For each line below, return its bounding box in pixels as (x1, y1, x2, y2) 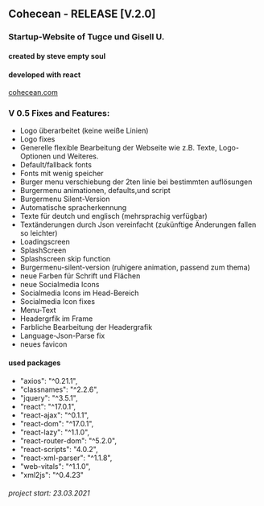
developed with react (8, 69, 81, 80)
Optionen (19, 151, 52, 161)
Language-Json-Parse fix (19, 331, 105, 341)
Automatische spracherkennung (19, 203, 127, 212)
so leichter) (19, 228, 58, 238)
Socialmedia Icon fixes (19, 297, 95, 306)
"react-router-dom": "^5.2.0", (19, 435, 117, 446)
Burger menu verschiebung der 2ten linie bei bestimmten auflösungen (19, 177, 253, 187)
